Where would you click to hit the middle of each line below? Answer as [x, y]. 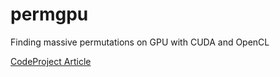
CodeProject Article [51, 61]
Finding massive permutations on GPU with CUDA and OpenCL [140, 42]
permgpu [49, 14]
